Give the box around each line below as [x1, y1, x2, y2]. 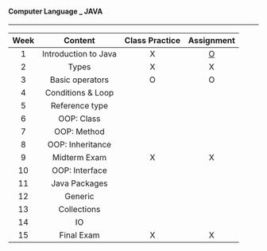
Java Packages [51, 178, 109, 189]
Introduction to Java [42, 49, 118, 60]
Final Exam [59, 229, 100, 241]
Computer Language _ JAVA [8, 6, 103, 16]
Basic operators [50, 74, 110, 85]
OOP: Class [58, 113, 101, 124]
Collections [58, 204, 101, 215]
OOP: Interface [51, 165, 107, 176]
